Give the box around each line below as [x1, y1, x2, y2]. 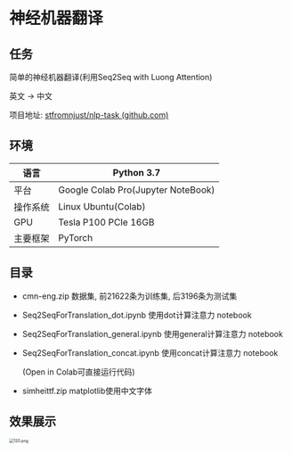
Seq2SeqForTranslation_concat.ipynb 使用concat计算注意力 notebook [21, 347, 279, 358]
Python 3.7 [112, 166, 161, 178]
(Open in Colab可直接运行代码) [21, 367, 135, 377]
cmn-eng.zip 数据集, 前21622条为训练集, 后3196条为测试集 [21, 291, 238, 301]
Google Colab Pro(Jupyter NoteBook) [58, 184, 215, 196]
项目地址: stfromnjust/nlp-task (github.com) [9, 110, 169, 120]
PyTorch [58, 231, 93, 243]
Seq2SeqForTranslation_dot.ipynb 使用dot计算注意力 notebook [21, 309, 252, 320]
